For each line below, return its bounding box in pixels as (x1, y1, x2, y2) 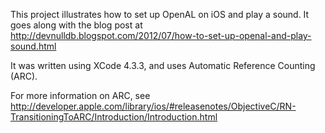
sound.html (10, 40, 57, 52)
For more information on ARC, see (10, 90, 151, 101)
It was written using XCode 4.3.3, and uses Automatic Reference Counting (10, 60, 316, 71)
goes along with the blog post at (10, 19, 143, 31)
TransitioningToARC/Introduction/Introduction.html (10, 111, 218, 123)
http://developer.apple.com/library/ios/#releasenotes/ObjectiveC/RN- (10, 100, 297, 112)
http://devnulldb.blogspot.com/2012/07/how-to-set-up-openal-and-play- (10, 30, 312, 41)
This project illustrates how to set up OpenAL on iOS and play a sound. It (10, 9, 310, 20)
